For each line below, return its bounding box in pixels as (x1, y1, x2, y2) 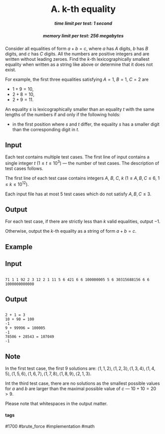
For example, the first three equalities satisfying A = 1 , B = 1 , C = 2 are (5, 76, 149, 82)
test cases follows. (5, 165, 44, 171)
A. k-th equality (51, 3, 116, 15)
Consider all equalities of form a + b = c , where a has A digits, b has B (5, 45, 149, 51)
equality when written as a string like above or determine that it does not (5, 61, 153, 67)
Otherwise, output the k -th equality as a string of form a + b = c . (5, 228, 137, 234)
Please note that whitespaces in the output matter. (5, 401, 108, 407)
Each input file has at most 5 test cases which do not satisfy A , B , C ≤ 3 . (5, 191, 152, 197)
